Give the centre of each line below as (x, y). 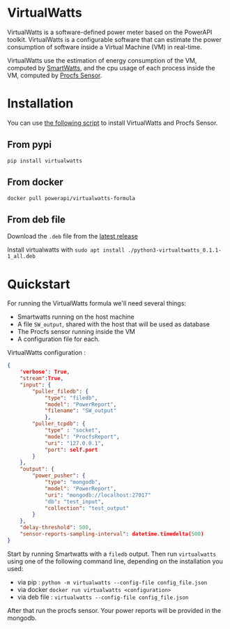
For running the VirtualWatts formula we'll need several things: (97, 303)
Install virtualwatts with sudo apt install (66, 250)
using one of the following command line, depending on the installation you (115, 561)
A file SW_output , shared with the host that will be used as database (114, 324)
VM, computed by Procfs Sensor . (55, 75)
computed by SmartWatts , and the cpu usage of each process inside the (111, 68)
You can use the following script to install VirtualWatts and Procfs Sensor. (113, 123)
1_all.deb (22, 257)
